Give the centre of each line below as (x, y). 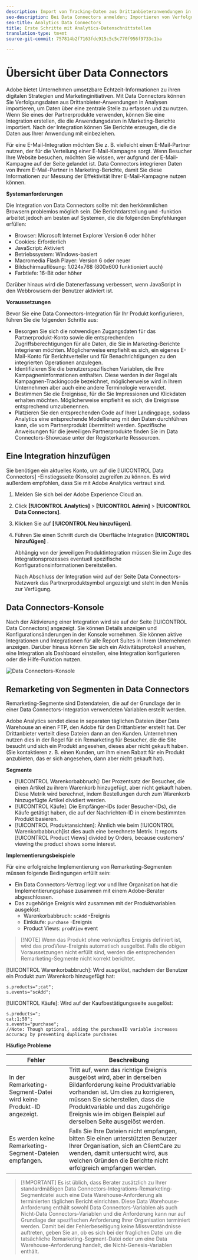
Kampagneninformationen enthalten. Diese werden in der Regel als (96, 375)
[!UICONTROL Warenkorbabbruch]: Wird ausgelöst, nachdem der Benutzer (97, 970)
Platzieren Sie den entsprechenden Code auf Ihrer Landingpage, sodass (102, 413)
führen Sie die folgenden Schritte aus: (52, 319)
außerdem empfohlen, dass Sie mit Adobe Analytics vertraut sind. (86, 483)
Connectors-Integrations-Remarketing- (125, 1189)
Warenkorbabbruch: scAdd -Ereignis (67, 916)
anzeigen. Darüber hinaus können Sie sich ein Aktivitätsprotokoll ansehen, (96, 647)
